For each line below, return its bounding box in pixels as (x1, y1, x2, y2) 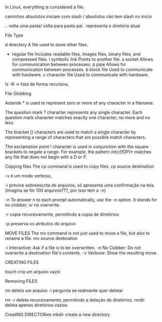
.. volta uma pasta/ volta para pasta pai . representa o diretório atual (5, 23, 140, 29)
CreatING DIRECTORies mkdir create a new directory (5, 312, 110, 317)
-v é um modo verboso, (5, 173, 52, 179)
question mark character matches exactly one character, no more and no (5, 115, 150, 120)
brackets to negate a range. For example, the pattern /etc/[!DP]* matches (5, 149, 151, 154)
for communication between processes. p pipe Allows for (12, 62, 127, 67)
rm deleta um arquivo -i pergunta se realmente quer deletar (5, 288, 123, 293)
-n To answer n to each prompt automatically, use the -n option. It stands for (5, 197, 157, 203)
